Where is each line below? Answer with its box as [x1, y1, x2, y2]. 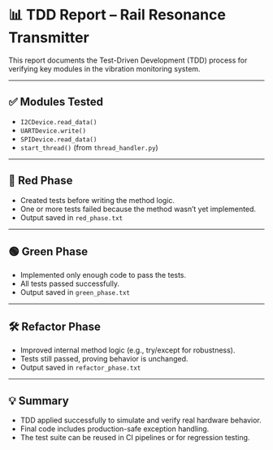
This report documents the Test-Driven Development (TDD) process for [8, 55, 248, 65]
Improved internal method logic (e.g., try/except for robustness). [19, 345, 236, 355]
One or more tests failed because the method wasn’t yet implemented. [19, 204, 256, 214]
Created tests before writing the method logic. [19, 195, 175, 205]
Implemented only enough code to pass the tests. [19, 270, 187, 280]
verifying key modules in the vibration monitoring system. [8, 63, 201, 73]
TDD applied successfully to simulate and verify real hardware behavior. [19, 415, 262, 425]
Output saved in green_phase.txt [19, 288, 131, 297]
